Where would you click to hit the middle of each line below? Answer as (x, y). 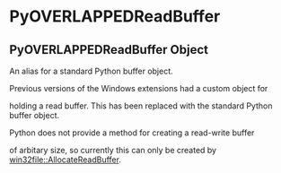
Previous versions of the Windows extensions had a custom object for (139, 88)
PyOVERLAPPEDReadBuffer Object (109, 50)
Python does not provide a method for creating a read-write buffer (132, 133)
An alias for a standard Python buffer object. (91, 71)
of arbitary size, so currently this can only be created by (113, 150)
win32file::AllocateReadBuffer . (65, 160)
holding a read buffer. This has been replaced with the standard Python (141, 106)
